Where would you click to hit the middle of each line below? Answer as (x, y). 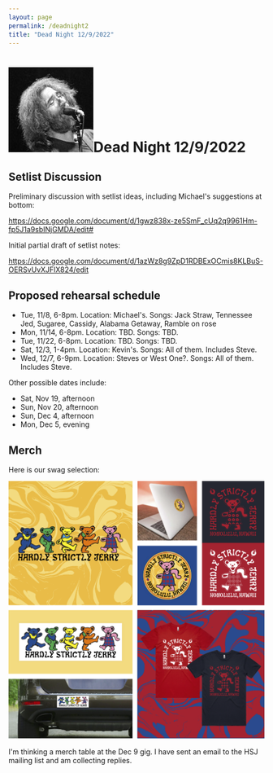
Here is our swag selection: (54, 470)
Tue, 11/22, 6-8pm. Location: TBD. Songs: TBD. (99, 341)
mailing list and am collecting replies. (70, 761)
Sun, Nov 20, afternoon (59, 407)
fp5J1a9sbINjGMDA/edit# (51, 230)
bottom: (22, 205)
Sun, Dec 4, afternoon (57, 416)
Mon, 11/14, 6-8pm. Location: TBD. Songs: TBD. (99, 332)
